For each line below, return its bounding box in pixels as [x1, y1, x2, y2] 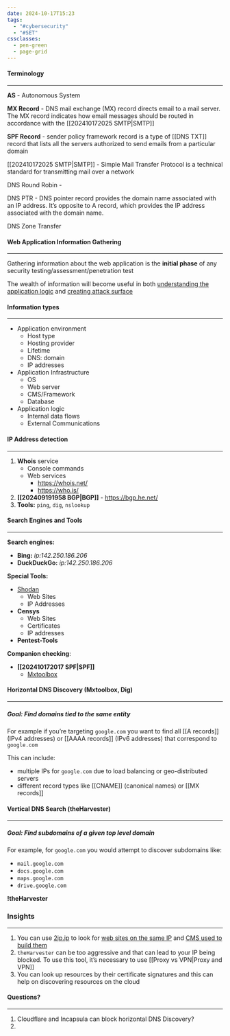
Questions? [7, 993, 41, 1002]
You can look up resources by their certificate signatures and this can [16, 970, 214, 978]
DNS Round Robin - [7, 181, 62, 189]
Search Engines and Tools [7, 516, 83, 525]
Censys [16, 607, 40, 615]
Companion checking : [7, 649, 71, 657]
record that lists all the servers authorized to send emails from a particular [7, 140, 216, 148]
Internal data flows [27, 412, 80, 421]
